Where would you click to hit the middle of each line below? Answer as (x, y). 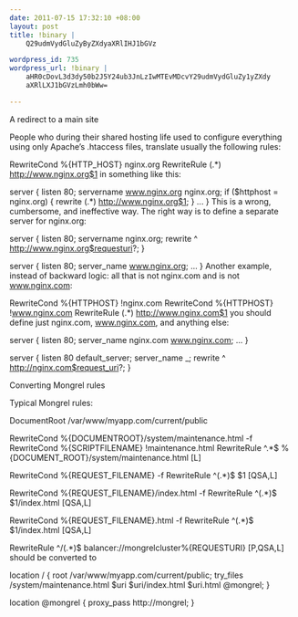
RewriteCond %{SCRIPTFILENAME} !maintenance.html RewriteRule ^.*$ (144, 447)
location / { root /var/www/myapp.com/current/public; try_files (127, 575)
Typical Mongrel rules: (51, 403)
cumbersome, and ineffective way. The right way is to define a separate (144, 211)
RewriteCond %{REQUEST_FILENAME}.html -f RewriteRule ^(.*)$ (132, 520)
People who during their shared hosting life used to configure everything (146, 137)
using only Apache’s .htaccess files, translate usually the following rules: (145, 146)
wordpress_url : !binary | (58, 68)
